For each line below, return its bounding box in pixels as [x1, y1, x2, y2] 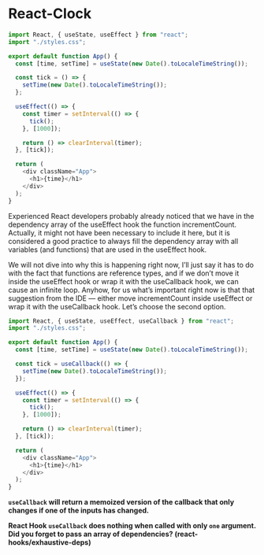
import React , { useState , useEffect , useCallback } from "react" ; [8, 316, 235, 325]
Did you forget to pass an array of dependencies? [8, 529, 173, 539]
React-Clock [8, 5, 92, 23]
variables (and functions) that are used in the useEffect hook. [8, 245, 207, 254]
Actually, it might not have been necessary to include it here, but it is [8, 228, 231, 237]
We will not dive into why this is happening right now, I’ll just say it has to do [8, 260, 255, 269]
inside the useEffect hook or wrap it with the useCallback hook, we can [8, 276, 239, 286]
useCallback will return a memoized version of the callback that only [8, 498, 235, 507]
